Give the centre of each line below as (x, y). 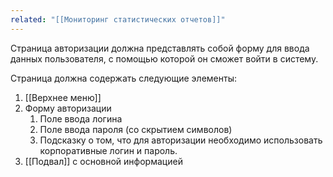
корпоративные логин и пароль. (108, 150)
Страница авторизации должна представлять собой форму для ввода (160, 48)
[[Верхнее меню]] (63, 97)
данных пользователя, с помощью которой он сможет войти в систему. (164, 58)
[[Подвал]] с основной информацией (103, 161)
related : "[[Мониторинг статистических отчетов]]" (118, 19)
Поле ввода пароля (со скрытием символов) (136, 129)
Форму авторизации (68, 108)
